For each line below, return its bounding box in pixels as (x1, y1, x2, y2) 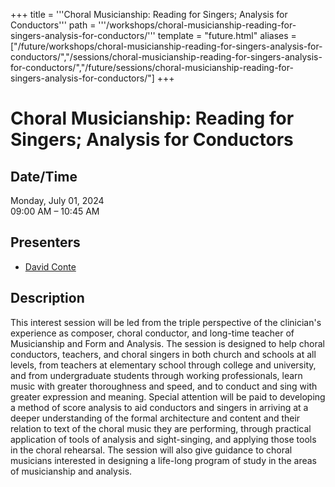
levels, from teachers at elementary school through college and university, (10, 359, 317, 371)
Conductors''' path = (10, 19, 97, 31)
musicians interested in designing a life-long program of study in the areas (10, 454, 317, 466)
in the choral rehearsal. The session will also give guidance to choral (10, 444, 293, 456)
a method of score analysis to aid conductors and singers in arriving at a (10, 401, 309, 413)
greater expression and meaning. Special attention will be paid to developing (10, 390, 326, 403)
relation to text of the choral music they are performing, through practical (10, 422, 312, 434)
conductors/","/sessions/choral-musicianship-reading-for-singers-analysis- (10, 51, 323, 63)
